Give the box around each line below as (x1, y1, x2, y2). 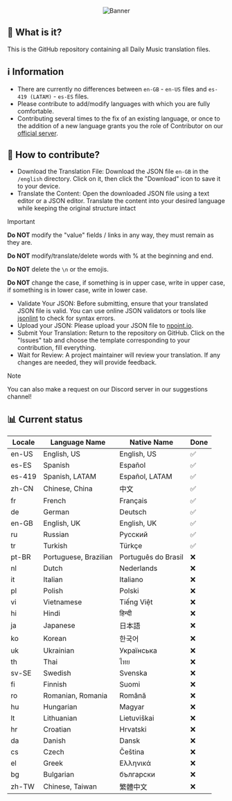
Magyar (119, 702, 145, 712)
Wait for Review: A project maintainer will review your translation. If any (17, 351, 220, 360)
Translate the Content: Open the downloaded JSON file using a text (17, 189, 210, 197)
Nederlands (119, 563, 158, 573)
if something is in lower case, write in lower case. (7, 286, 148, 294)
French (43, 496, 66, 506)
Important (7, 218, 35, 226)
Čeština (119, 747, 145, 757)
